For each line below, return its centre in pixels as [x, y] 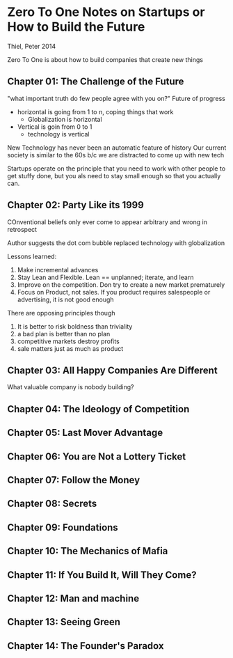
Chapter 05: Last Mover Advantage [85, 433]
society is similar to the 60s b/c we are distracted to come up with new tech [116, 155]
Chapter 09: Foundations [63, 527]
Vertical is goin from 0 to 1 [55, 127]
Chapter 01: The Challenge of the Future [96, 82]
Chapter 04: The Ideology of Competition [98, 409]
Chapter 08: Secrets [52, 504]
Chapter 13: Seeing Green [64, 622]
